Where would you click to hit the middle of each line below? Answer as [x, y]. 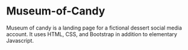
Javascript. [20, 40]
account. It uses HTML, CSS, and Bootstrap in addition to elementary [92, 34]
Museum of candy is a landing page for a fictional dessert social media [94, 28]
